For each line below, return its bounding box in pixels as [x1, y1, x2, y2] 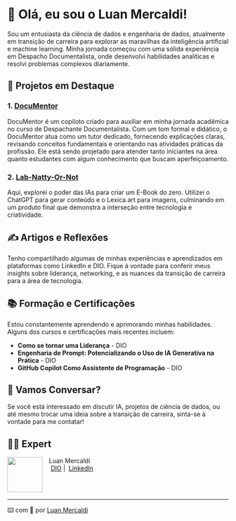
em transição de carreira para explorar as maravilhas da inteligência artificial [7, 37, 229, 45]
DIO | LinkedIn [50, 464, 93, 472]
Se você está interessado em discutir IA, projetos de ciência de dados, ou [7, 403, 221, 411]
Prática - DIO [17, 356, 56, 365]
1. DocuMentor [7, 101, 58, 111]
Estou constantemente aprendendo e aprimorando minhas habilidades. [7, 320, 213, 328]
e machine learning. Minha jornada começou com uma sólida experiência [7, 44, 219, 53]
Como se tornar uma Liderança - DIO [17, 341, 127, 349]
